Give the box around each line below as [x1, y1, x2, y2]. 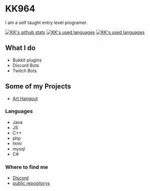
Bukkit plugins [12, 57, 42, 63]
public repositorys [12, 180, 50, 186]
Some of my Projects [5, 82, 71, 90]
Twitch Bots [12, 67, 37, 73]
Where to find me [5, 163, 48, 170]
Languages [5, 108, 33, 115]
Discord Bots [12, 62, 39, 68]
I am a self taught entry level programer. [5, 19, 88, 25]
